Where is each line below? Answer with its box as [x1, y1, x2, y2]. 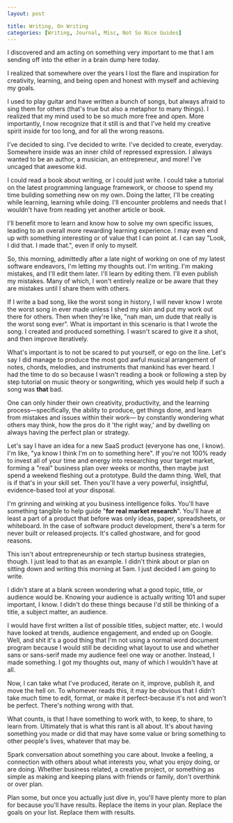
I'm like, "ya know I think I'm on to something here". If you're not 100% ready [7, 449, 227, 458]
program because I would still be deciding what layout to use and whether [7, 644, 219, 652]
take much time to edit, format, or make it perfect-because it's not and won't [7, 694, 227, 703]
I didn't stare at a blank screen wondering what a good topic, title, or [7, 586, 203, 594]
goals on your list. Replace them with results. [7, 808, 136, 817]
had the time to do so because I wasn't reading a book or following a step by [7, 370, 227, 379]
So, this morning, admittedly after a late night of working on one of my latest [7, 255, 225, 263]
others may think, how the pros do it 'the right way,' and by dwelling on [7, 421, 210, 429]
